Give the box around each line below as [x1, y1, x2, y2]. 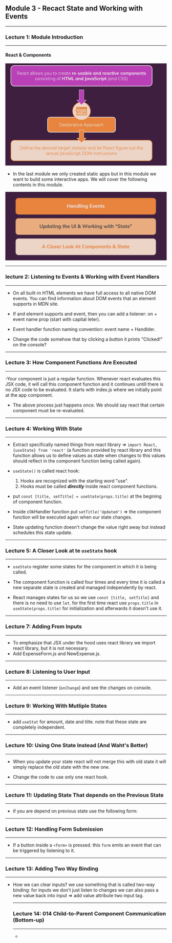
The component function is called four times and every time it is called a [12, 579, 165, 585]
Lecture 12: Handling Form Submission [5, 825, 103, 833]
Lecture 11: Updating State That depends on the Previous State [5, 791, 164, 799]
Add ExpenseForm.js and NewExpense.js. [12, 650, 101, 657]
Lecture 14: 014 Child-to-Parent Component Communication [12, 910, 166, 917]
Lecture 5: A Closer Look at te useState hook [5, 547, 117, 554]
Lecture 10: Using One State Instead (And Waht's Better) [5, 742, 148, 749]
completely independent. [12, 724, 66, 730]
